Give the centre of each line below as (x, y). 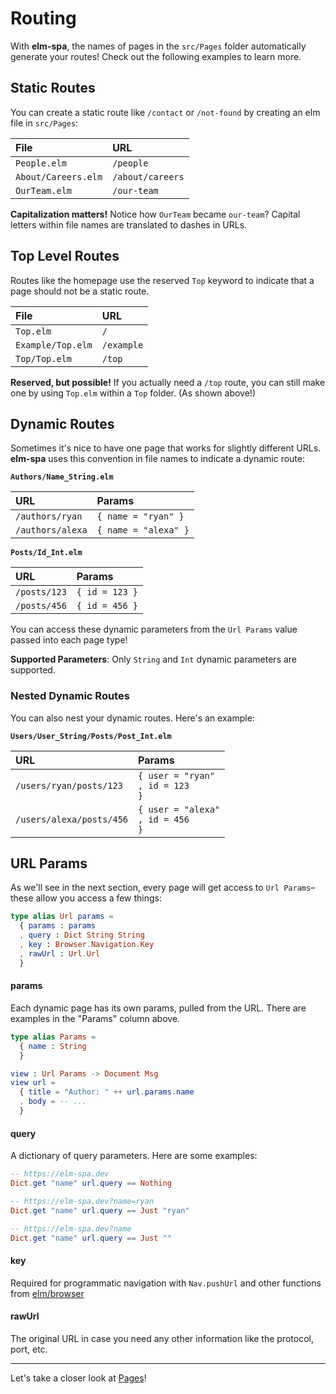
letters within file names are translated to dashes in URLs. (129, 224)
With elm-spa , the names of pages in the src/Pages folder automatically (158, 46)
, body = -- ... (53, 1102)
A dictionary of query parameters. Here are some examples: (134, 1156)
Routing (43, 18)
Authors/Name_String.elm (62, 477)
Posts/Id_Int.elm (46, 553)
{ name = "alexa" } (143, 530)
